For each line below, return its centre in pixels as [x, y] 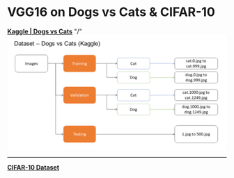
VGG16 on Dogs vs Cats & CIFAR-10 [111, 12]
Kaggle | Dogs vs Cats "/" [45, 31]
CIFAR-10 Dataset [33, 167]
